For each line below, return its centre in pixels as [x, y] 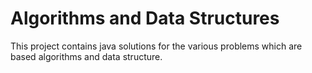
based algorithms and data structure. [86, 56]
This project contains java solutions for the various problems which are [156, 46]
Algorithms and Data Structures [145, 18]
